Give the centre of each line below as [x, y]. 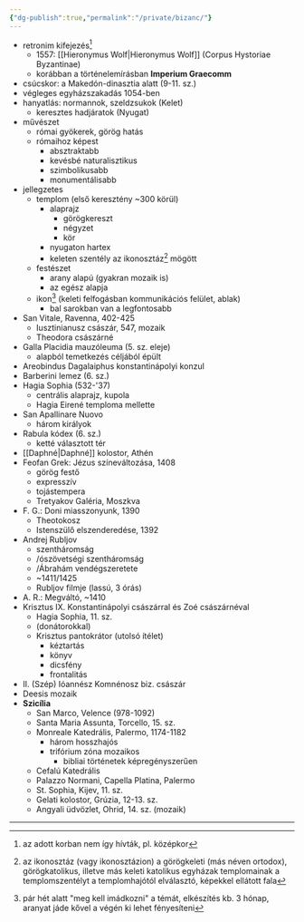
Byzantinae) [58, 64]
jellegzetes [43, 189]
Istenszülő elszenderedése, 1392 [97, 529]
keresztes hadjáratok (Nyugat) [92, 112]
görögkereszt [88, 218]
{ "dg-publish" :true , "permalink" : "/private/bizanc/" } [111, 18]
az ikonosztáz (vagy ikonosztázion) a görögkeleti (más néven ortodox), [155, 861]
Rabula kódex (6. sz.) [62, 433]
